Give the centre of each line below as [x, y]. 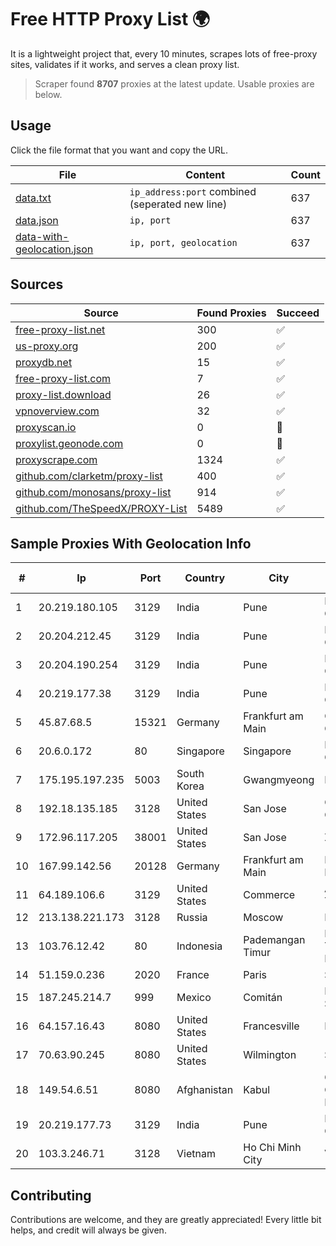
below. [48, 94]
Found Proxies [231, 313]
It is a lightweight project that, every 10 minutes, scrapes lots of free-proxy [164, 53]
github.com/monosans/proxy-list [93, 492]
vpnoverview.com [57, 411]
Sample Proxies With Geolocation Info [131, 543]
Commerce [269, 895]
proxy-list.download [63, 394]
